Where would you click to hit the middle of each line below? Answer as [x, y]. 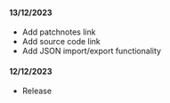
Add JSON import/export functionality [92, 51]
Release [36, 91]
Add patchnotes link [59, 32]
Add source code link [61, 42]
